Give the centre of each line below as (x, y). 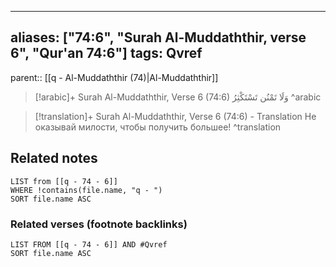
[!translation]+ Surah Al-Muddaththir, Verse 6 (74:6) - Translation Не (175, 116)
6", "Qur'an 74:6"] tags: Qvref (106, 53)
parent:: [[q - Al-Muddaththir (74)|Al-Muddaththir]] (114, 77)
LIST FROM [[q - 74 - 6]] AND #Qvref (89, 244)
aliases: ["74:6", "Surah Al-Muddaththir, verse (158, 37)
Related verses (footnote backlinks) (99, 224)
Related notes (54, 158)
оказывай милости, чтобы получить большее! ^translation (158, 127)
